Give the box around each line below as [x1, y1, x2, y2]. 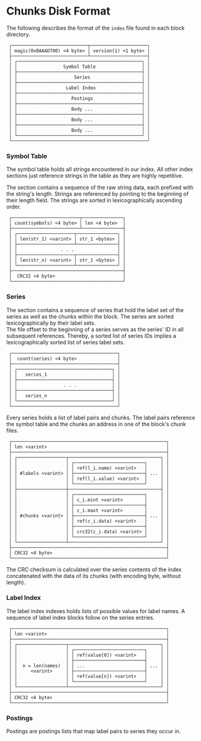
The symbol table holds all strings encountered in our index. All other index [6, 165, 193, 173]
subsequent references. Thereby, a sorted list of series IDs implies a [6, 332, 177, 339]
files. [6, 427, 19, 434]
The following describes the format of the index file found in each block [6, 24, 185, 32]
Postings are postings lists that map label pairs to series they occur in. [6, 728, 181, 735]
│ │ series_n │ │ [8, 393, 120, 399]
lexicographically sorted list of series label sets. [6, 338, 125, 346]
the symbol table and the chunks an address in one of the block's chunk [6, 420, 186, 428]
